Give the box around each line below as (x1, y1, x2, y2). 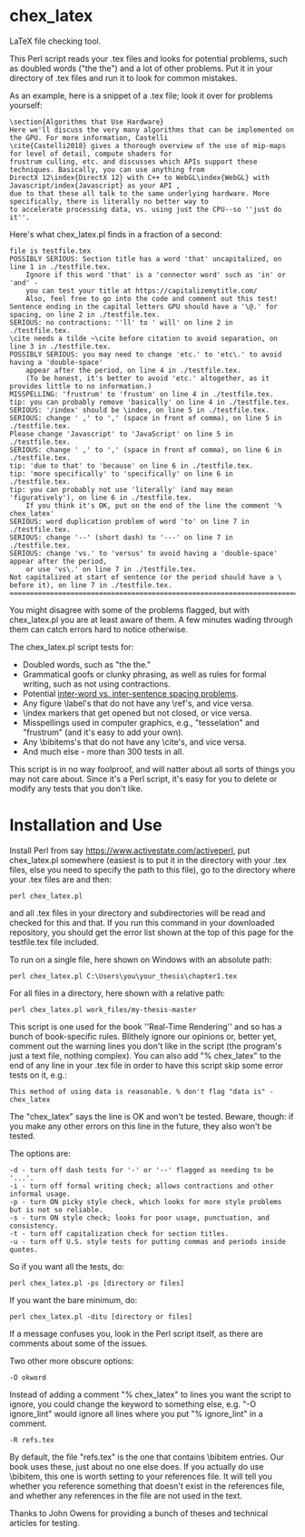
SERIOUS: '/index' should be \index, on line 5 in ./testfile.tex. (9, 406, 271, 415)
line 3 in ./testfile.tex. (9, 342, 112, 351)
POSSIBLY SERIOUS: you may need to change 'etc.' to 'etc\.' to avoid (9, 349, 282, 359)
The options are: (9, 1148, 71, 1159)
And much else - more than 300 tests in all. (22, 746, 184, 757)
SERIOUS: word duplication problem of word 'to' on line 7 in (9, 517, 250, 526)
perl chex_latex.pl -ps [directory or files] (9, 1279, 184, 1288)
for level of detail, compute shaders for (9, 149, 172, 158)
